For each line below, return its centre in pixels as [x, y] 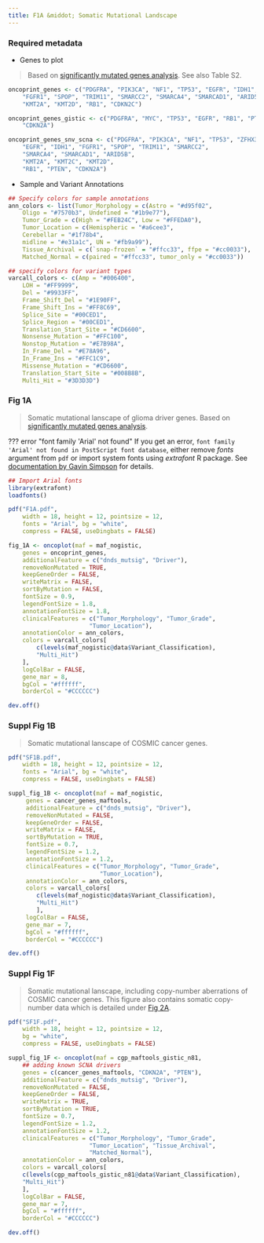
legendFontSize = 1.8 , [59, 604]
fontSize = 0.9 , [49, 597]
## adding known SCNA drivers [72, 1065]
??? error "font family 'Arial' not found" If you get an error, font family [122, 441]
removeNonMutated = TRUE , [65, 567]
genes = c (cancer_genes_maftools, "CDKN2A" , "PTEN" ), [112, 1073]
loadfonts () [27, 495]
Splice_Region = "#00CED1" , [68, 322]
